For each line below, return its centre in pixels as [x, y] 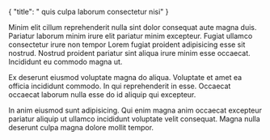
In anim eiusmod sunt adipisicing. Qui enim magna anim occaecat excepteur [135, 110]
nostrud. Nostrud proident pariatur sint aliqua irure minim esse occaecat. [129, 53]
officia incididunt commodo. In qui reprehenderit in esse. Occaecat [120, 86]
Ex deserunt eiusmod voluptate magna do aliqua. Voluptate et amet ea [125, 77]
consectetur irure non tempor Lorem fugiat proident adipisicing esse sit [127, 45]
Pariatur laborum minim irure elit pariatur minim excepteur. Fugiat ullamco [131, 36]
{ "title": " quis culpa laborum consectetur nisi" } [89, 12]
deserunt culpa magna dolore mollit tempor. [81, 127]
